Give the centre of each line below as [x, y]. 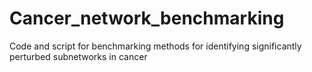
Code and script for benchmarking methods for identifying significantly [155, 46]
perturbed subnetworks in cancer [78, 56]
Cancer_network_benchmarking [147, 18]
